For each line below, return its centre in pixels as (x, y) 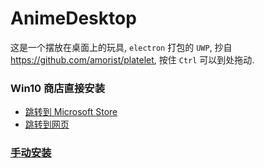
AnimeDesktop (73, 18)
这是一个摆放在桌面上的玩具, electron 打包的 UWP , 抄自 (121, 47)
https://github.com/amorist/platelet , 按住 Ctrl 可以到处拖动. (132, 59)
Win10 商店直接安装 (58, 88)
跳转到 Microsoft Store (71, 112)
